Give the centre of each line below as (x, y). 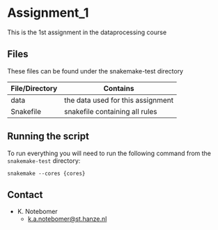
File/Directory (34, 88)
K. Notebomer (37, 212)
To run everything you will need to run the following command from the (109, 153)
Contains (119, 88)
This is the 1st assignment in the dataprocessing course (87, 32)
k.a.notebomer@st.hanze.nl (67, 219)
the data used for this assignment (119, 100)
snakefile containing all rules (111, 111)
